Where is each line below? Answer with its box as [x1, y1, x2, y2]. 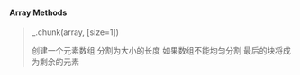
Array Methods [9, 7, 68, 18]
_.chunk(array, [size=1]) [31, 27, 120, 37]
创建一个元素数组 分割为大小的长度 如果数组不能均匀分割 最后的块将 [31, 46, 284, 56]
